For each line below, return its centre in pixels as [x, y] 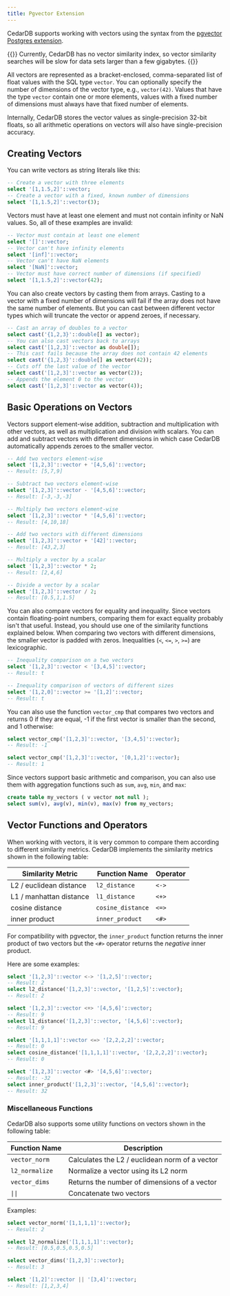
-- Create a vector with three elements [66, 183]
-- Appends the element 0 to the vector [66, 379]
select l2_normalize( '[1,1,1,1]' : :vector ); [71, 1242]
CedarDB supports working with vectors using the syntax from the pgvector [115, 33]
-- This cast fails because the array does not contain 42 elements [107, 354]
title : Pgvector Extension [46, 13]
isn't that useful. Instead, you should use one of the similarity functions [108, 626]
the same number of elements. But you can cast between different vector [111, 308]
